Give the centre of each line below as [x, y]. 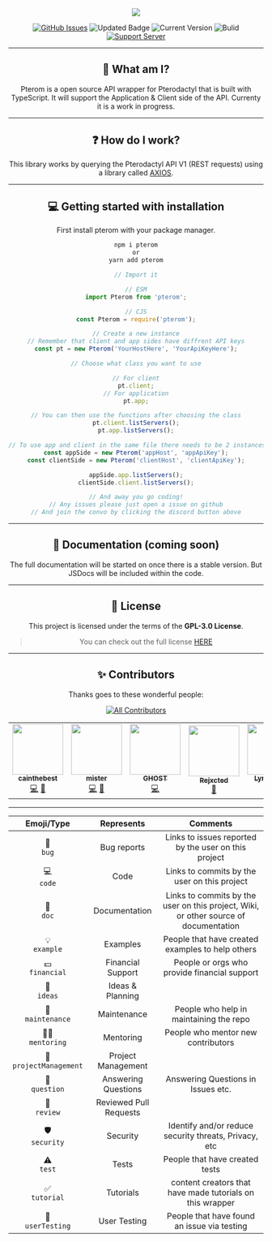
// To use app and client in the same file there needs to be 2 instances [137, 445]
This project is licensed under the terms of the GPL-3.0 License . [136, 625]
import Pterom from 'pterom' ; [136, 297]
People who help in [211, 1008]
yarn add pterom [136, 260]
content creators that [211, 1182]
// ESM [136, 289]
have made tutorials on [211, 1193]
